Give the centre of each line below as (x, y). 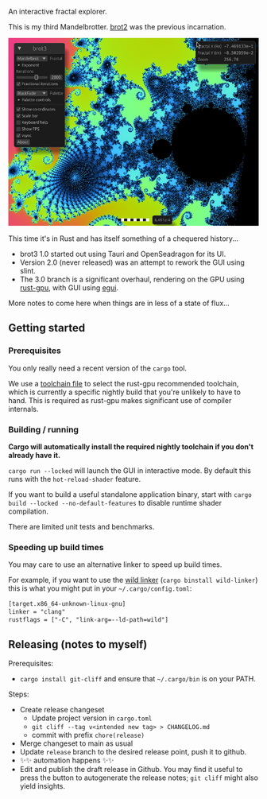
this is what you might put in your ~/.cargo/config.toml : (100, 588)
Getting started (47, 328)
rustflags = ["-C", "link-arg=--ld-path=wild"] (89, 620)
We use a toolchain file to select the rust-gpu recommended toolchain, (124, 383)
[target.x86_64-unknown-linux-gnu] (67, 604)
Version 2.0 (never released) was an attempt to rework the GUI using (132, 262)
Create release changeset (62, 710)
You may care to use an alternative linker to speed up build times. (115, 564)
